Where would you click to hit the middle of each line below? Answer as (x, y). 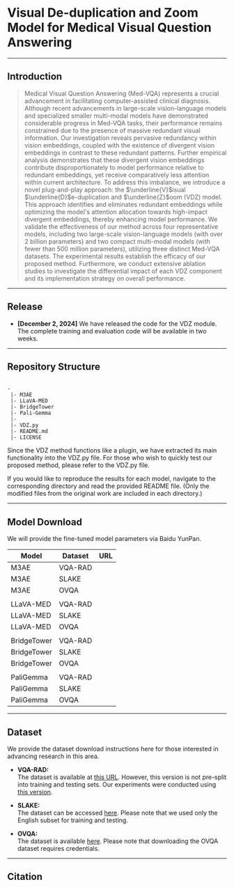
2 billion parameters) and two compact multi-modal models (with (117, 241)
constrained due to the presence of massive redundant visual (112, 130)
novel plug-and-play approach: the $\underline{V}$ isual (105, 189)
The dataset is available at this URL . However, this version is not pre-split (122, 777)
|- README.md (29, 432)
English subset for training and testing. (73, 820)
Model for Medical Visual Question (109, 28)
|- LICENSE (26, 438)
